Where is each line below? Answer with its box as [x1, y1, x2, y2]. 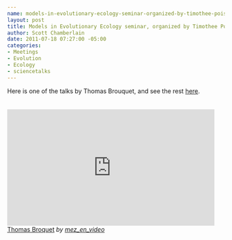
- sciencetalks [7, 68, 51, 74]
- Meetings [7, 49, 39, 56]
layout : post [7, 17, 45, 23]
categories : [7, 42, 41, 49]
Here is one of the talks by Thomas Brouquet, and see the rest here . [7, 87, 200, 95]
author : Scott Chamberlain [7, 29, 85, 37]
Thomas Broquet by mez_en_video [7, 225, 105, 233]
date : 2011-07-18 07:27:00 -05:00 [7, 36, 107, 43]
